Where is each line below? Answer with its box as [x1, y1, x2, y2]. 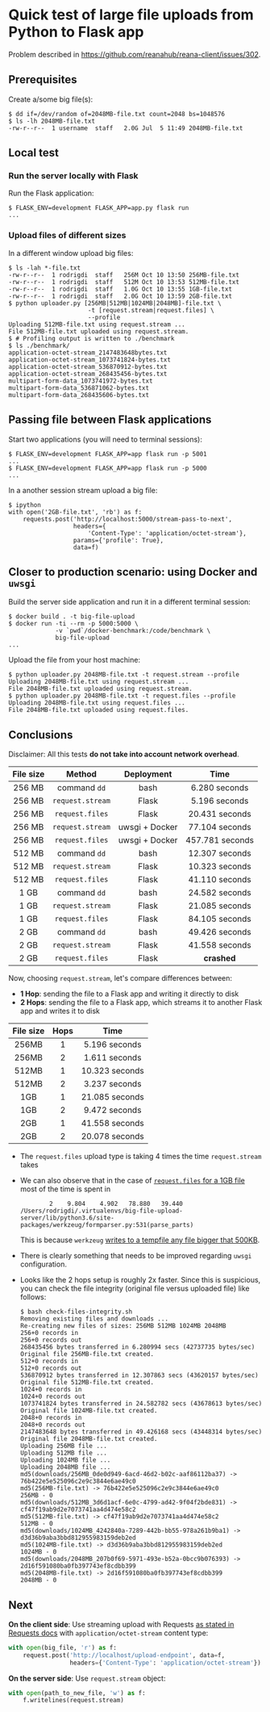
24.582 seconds [188, 887, 251, 898]
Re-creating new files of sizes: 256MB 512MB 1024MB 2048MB [19, 1322, 226, 1330]
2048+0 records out [19, 1421, 86, 1429]
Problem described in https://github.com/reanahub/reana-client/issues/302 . [8, 49, 261, 59]
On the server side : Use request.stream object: [8, 1673, 166, 1683]
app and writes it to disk [19, 1007, 101, 1016]
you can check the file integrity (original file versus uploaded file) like [19, 1283, 250, 1293]
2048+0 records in [19, 1414, 82, 1422]
